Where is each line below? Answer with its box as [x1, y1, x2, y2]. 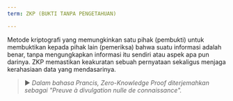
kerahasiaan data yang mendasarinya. [7, 65, 116, 73]
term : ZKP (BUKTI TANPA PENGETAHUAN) [7, 10, 117, 17]
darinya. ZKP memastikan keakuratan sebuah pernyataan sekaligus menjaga [7, 57, 226, 66]
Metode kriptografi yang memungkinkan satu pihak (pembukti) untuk [7, 36, 204, 44]
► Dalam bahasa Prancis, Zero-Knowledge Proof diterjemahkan [24, 78, 210, 87]
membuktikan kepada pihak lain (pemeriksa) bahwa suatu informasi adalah [7, 42, 222, 51]
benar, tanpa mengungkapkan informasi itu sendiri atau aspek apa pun [7, 50, 210, 59]
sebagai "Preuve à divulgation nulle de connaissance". [24, 86, 182, 94]
